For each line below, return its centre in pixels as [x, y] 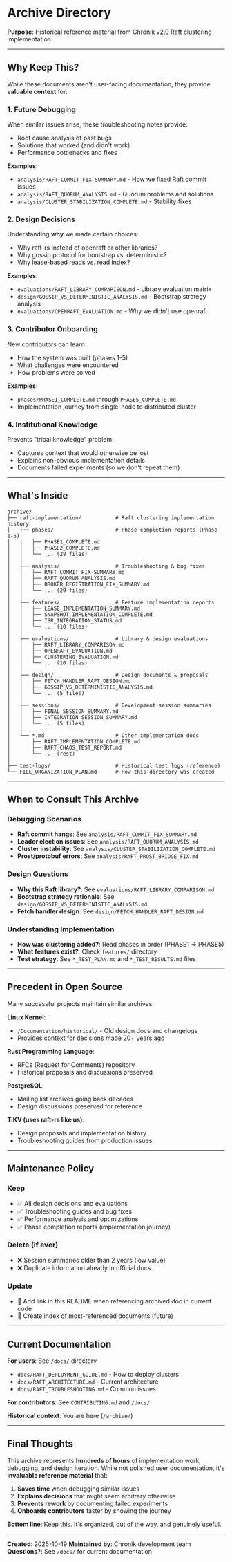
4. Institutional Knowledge [52, 425]
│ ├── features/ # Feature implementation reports [111, 602]
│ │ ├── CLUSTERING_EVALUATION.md [63, 657]
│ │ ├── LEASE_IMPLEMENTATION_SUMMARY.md [74, 608]
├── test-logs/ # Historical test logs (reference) [114, 765]
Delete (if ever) [33, 1245]
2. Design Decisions [41, 219]
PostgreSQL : [26, 1085]
